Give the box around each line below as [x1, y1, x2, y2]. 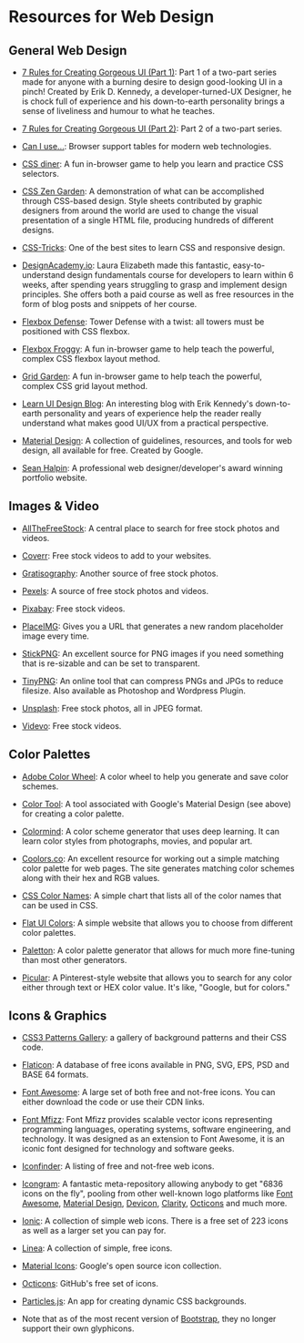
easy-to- [232, 260, 266, 271]
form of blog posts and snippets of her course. [21, 299, 198, 309]
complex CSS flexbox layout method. [21, 354, 161, 364]
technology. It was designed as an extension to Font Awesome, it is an [21, 1133, 286, 1144]
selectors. [21, 169, 60, 179]
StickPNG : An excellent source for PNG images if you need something [21, 648, 284, 659]
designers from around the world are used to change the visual [21, 205, 258, 216]
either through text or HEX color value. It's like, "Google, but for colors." [21, 981, 290, 992]
